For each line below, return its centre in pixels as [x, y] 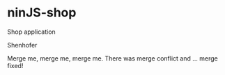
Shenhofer [22, 45]
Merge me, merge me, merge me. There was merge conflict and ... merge [113, 58]
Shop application [31, 32]
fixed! [15, 65]
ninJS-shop [42, 13]
